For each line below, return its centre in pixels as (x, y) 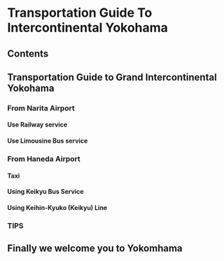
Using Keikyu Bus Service (45, 192)
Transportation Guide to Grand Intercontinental (112, 77)
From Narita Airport (41, 108)
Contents (28, 54)
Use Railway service (37, 125)
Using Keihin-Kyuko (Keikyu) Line (57, 207)
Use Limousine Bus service (48, 141)
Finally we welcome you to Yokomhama (95, 249)
